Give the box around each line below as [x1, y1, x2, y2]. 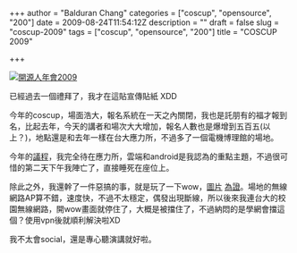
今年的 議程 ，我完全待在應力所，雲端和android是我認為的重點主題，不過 [9, 151, 273, 162]
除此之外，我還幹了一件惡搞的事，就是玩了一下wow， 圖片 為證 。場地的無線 [9, 181, 288, 191]
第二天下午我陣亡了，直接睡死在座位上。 [24, 163, 174, 173]
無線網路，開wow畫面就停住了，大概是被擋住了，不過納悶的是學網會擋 [16, 204, 277, 214]
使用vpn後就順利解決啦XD [24, 215, 121, 225]
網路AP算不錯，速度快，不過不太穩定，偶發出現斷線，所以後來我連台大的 [9, 192, 279, 203]
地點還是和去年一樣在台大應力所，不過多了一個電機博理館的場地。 [35, 132, 279, 142]
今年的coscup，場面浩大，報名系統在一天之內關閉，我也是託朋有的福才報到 [9, 110, 288, 120]
